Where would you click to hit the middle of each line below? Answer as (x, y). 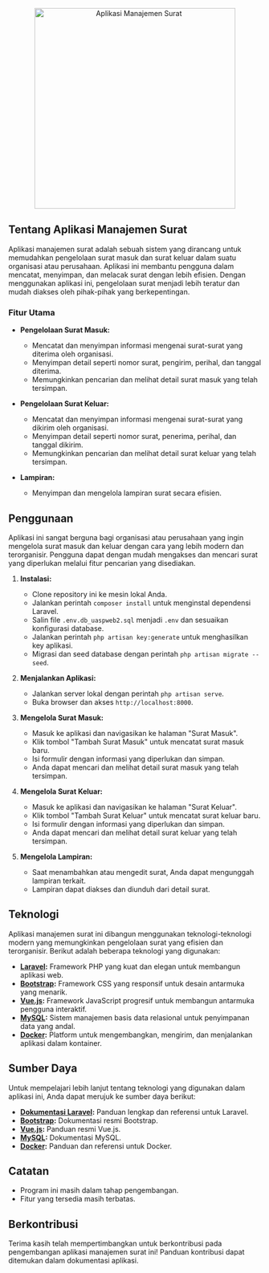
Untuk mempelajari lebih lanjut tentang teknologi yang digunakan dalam (127, 1088)
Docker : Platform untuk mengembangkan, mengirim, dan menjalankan (136, 1035)
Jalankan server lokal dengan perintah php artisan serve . (128, 693)
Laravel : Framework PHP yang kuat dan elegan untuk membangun (130, 966)
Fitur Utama (32, 312)
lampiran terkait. (59, 881)
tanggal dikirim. (57, 445)
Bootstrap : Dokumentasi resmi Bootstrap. (89, 1120)
